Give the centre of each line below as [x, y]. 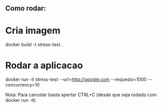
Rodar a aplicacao [44, 65]
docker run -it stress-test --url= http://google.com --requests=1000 [76, 79]
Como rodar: [26, 8]
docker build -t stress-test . [34, 45]
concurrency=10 [22, 85]
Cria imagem [33, 30]
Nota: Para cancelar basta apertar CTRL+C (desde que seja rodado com [81, 95]
